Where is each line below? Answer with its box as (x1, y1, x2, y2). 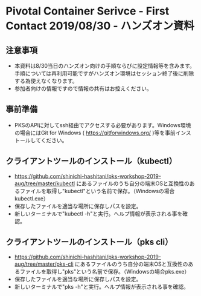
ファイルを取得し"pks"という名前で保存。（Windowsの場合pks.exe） (19, 268, 190, 275)
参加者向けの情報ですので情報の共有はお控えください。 (14, 85, 152, 92)
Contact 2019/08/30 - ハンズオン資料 (5, 19, 194, 33)
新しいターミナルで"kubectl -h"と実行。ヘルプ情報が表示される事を (14, 210, 183, 217)
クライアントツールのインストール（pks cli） (5, 237, 173, 248)
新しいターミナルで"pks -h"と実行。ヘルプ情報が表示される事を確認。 (14, 283, 190, 291)
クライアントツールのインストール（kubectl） (5, 156, 177, 166)
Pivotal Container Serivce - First (5, 4, 170, 18)
